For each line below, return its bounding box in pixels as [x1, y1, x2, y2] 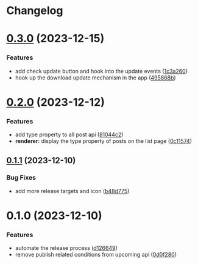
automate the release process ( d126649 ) [15, 244, 118, 252]
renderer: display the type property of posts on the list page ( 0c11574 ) [15, 137, 192, 145]
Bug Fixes [6, 174, 37, 182]
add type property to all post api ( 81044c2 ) [15, 131, 124, 138]
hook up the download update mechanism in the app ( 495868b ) [15, 74, 176, 81]
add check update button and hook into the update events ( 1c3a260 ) [15, 67, 188, 75]
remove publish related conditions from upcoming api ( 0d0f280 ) [15, 251, 177, 258]
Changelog [6, 4, 63, 18]
